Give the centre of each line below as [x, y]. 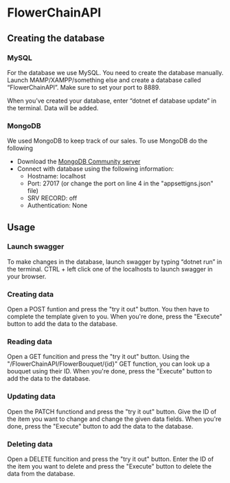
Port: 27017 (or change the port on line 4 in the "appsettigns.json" [120, 183]
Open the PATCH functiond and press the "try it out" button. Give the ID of [112, 411]
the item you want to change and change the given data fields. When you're [114, 419]
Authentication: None [57, 205]
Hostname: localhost [56, 176]
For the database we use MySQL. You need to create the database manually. [115, 72]
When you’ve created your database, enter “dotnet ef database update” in [112, 101]
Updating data [32, 396]
